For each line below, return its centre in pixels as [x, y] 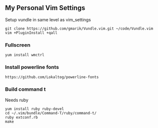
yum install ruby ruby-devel [35, 109]
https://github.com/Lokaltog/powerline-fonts [52, 77]
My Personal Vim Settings [45, 8]
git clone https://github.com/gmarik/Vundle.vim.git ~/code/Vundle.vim [79, 29]
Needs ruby [17, 100]
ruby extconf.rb [21, 117]
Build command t [26, 89]
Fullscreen [18, 45]
